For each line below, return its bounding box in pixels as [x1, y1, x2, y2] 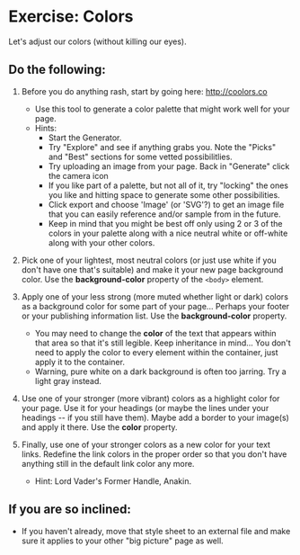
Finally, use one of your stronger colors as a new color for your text [21, 439, 271, 450]
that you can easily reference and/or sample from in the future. [48, 209, 281, 219]
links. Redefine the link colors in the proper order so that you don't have [21, 448, 287, 460]
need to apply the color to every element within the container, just [34, 346, 279, 357]
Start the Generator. [48, 132, 122, 143]
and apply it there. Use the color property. [21, 421, 178, 433]
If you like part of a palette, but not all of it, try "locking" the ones [48, 180, 289, 191]
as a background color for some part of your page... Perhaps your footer [21, 300, 290, 311]
